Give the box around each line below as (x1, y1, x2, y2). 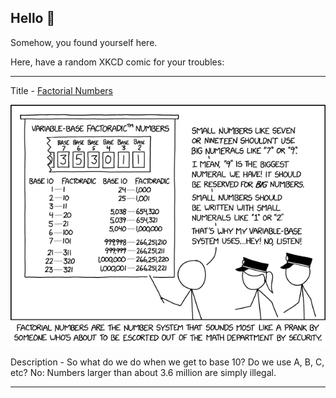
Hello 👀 (10, 10, 56, 27)
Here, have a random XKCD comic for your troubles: (10, 56, 225, 68)
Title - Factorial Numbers (10, 84, 113, 96)
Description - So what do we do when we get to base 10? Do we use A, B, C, (10, 356, 325, 368)
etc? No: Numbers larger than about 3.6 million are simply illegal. (10, 366, 277, 378)
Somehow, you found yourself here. (10, 36, 158, 48)
